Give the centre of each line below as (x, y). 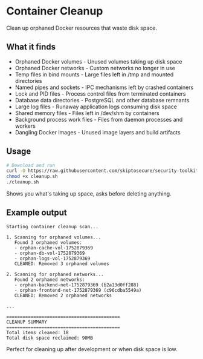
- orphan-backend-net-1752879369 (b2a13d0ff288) (76, 285)
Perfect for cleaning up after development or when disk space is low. (92, 349)
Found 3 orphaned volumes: (48, 242)
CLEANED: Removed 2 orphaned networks (63, 295)
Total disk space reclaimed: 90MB (50, 338)
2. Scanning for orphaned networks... (55, 274)
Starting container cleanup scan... (52, 226)
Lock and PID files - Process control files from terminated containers (100, 94)
